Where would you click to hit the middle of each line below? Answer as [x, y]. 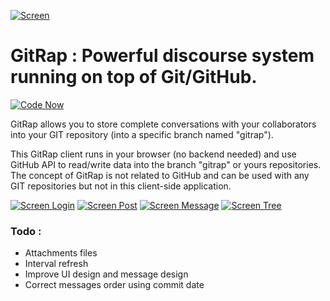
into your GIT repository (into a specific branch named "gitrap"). [142, 134]
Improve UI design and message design [106, 274]
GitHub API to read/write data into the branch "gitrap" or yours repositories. [166, 164]
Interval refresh [56, 264]
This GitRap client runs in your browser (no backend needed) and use [153, 154]
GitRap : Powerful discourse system [162, 56]
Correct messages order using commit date [114, 285]
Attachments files [61, 253]
